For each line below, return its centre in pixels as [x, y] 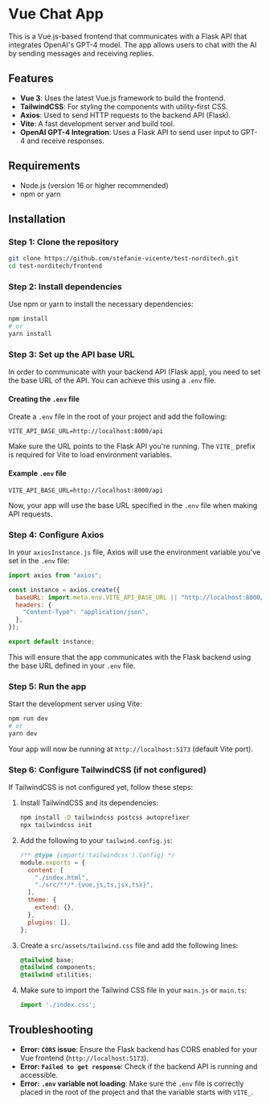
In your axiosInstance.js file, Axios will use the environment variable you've [135, 552]
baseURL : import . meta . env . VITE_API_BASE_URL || [97, 597]
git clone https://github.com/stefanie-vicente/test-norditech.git [124, 259]
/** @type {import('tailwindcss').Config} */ [97, 855]
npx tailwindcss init [56, 825]
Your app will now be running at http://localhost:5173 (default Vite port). [131, 749]
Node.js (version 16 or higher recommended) [94, 185]
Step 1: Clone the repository [63, 242]
